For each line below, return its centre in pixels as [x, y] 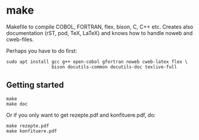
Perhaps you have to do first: [42, 50]
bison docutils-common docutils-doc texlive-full [114, 67]
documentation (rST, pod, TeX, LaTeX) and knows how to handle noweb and [99, 33]
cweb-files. [20, 39]
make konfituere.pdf [32, 131]
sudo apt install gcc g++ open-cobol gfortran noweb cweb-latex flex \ [97, 62]
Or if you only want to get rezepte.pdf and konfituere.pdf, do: [81, 115]
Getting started [35, 85]
